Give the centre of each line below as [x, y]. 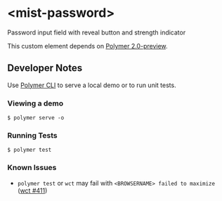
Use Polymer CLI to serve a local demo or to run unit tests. [92, 85]
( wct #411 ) [32, 190]
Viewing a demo [35, 103]
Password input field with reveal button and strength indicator [97, 32]
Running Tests [32, 135]
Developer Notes [45, 68]
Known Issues [32, 168]
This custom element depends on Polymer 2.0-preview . [87, 46]
